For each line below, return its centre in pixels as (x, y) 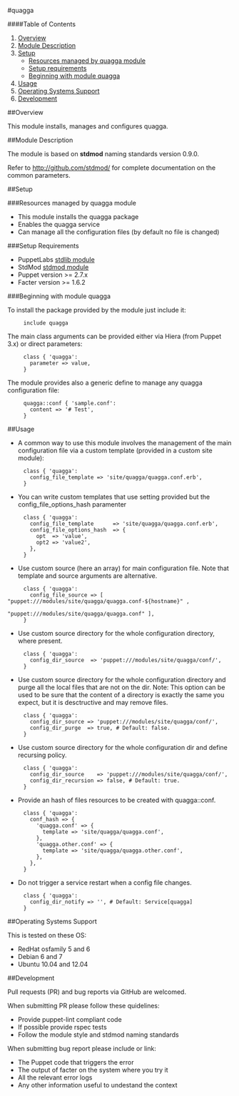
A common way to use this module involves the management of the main (124, 443)
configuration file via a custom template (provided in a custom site (115, 450)
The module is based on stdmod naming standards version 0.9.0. (103, 154)
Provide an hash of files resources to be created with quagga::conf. (117, 800)
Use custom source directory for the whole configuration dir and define (123, 747)
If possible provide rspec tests (62, 1027)
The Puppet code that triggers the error (76, 1062)
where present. (40, 641)
